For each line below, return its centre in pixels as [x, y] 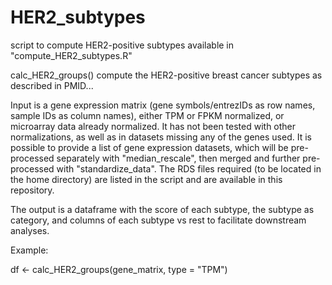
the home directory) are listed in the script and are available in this [146, 179]
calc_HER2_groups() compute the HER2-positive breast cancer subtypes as [166, 75]
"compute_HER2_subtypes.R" [71, 55]
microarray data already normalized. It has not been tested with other [153, 126]
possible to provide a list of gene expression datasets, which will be [149, 147]
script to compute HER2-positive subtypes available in [122, 45]
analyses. [30, 230]
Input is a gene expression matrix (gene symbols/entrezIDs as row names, [163, 105]
